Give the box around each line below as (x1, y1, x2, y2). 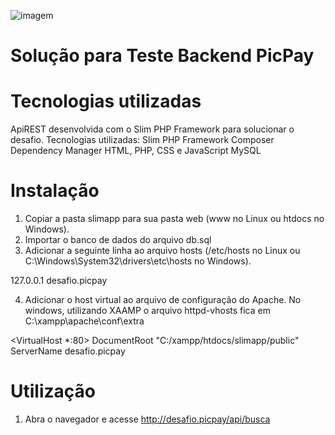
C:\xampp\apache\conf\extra (24, 315, 145, 327)
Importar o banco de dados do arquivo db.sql (24, 234, 212, 246)
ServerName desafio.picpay (10, 345, 126, 357)
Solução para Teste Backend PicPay (10, 45, 315, 67)
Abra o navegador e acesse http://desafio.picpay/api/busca (24, 413, 271, 425)
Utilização (10, 380, 96, 403)
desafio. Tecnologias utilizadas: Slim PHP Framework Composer (10, 134, 275, 146)
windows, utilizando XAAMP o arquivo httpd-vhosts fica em (24, 305, 271, 317)
